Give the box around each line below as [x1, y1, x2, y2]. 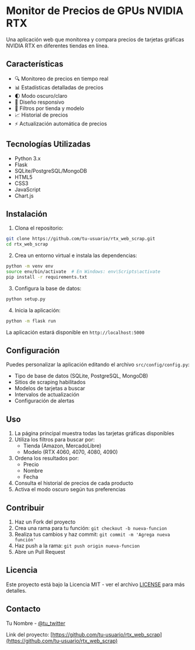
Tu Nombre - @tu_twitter [6, 620, 65, 627]
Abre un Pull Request [14, 548, 65, 555]
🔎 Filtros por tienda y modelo [14, 104, 85, 112]
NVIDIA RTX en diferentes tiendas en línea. [6, 42, 109, 49]
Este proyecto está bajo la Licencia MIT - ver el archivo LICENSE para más [6, 581, 185, 588]
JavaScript [14, 186, 41, 193]
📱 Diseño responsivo [14, 98, 65, 105]
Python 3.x [14, 155, 41, 162]
